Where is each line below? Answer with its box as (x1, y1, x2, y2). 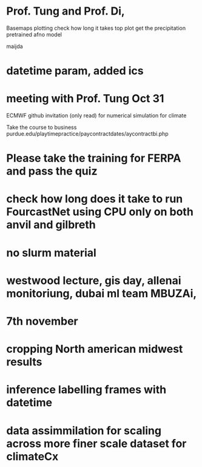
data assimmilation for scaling (6, 424, 162, 437)
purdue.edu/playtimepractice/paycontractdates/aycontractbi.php (6, 130, 169, 137)
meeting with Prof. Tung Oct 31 (6, 92, 164, 106)
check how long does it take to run (6, 192, 183, 206)
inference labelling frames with (6, 383, 167, 396)
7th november (6, 314, 79, 328)
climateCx (6, 449, 59, 463)
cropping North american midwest (6, 342, 183, 356)
